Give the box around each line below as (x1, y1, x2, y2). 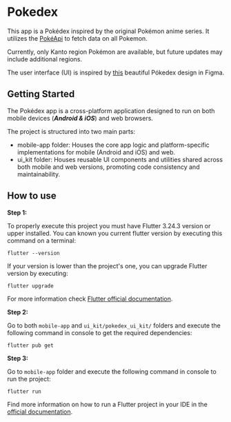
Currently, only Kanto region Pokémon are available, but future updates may (7, 48, 223, 56)
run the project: (7, 374, 51, 383)
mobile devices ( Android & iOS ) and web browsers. (7, 114, 154, 122)
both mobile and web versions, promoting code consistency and (17, 163, 200, 171)
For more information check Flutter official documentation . (7, 294, 173, 303)
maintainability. (17, 170, 61, 178)
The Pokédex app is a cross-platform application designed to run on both (7, 106, 215, 114)
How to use (7, 190, 57, 202)
